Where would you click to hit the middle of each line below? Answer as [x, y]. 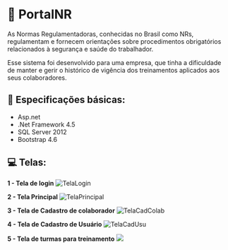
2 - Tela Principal [33, 196]
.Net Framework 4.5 [46, 124]
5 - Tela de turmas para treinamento [61, 239]
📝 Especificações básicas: [66, 100]
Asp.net [29, 117]
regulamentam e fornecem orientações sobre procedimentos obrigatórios [114, 41]
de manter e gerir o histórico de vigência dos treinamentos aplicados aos [114, 70]
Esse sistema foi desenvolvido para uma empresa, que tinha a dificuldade [114, 62]
